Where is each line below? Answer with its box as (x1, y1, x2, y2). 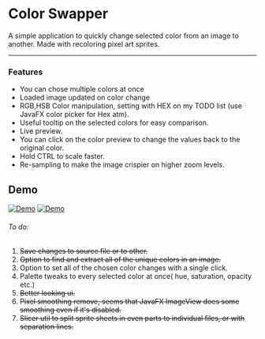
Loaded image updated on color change (19, 92, 151, 103)
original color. (19, 143, 65, 153)
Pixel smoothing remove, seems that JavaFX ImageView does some (19, 297, 240, 307)
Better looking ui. (19, 288, 76, 298)
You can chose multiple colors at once (19, 85, 144, 94)
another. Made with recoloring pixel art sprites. (8, 39, 160, 48)
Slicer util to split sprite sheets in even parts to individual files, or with (19, 314, 245, 323)
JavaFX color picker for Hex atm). (19, 110, 129, 119)
